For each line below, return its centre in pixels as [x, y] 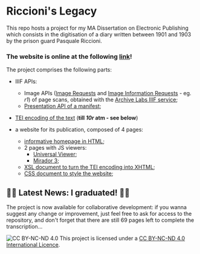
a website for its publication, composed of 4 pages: [79, 130]
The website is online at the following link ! [69, 56]
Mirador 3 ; [46, 161]
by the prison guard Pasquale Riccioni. [54, 41]
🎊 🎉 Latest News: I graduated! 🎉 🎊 [68, 192]
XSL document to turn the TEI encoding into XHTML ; [89, 167]
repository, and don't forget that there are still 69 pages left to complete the [100, 220]
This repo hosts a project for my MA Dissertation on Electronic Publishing [98, 28]
